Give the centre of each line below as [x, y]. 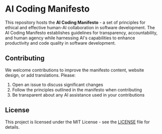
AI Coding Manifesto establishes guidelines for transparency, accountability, [81, 33]
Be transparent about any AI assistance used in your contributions [78, 95]
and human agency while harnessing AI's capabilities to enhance [70, 38]
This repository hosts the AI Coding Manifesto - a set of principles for [75, 22]
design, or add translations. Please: [40, 75]
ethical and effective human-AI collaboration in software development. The [80, 27]
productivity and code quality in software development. [60, 43]
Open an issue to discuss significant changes [58, 84]
